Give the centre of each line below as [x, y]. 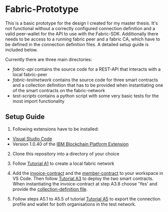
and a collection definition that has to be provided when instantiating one [88, 85]
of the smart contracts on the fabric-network [59, 90]
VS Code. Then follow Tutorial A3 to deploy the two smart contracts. [83, 178]
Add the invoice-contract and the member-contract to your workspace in [88, 173]
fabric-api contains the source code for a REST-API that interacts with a [87, 69]
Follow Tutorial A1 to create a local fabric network [63, 163]
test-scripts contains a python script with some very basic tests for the [86, 96]
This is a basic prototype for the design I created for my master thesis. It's [81, 23]
